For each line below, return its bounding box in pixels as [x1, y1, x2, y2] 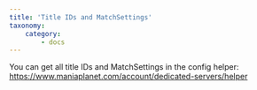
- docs [41, 37, 66, 47]
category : [25, 29, 62, 38]
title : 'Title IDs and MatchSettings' [9, 12, 152, 22]
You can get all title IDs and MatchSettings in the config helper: [9, 62, 239, 72]
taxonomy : [9, 21, 46, 30]
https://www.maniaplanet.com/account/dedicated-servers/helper [9, 71, 248, 82]
